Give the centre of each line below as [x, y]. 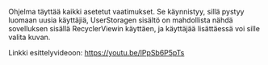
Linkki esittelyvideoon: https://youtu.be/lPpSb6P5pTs [96, 53]
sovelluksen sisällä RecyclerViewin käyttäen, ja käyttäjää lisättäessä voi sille [134, 28]
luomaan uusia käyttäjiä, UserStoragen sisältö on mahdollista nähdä [121, 20]
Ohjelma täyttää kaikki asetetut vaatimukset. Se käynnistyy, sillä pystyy [126, 12]
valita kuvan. [29, 37]
